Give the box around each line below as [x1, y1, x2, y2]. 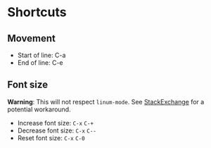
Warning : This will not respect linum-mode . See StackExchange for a [7, 97, 205, 106]
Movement [7, 32, 56, 44]
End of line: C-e [17, 58, 63, 67]
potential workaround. [7, 105, 72, 113]
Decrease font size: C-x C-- [17, 126, 97, 135]
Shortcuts [7, 4, 67, 20]
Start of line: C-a [17, 51, 66, 59]
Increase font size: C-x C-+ [17, 118, 94, 127]
